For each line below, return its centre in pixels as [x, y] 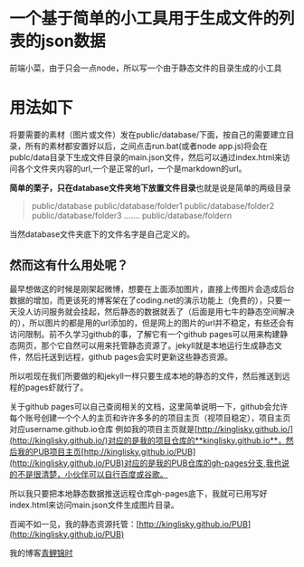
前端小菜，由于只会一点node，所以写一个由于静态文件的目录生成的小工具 [146, 68]
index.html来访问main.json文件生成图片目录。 [94, 505]
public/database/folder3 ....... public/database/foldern [132, 215]
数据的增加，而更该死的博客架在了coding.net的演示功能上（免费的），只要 [146, 300]
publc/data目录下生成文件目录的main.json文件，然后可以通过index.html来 [146, 157]
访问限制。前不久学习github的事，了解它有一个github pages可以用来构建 [145, 334]
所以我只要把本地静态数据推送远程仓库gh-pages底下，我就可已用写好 [139, 493]
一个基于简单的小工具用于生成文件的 [144, 19]
